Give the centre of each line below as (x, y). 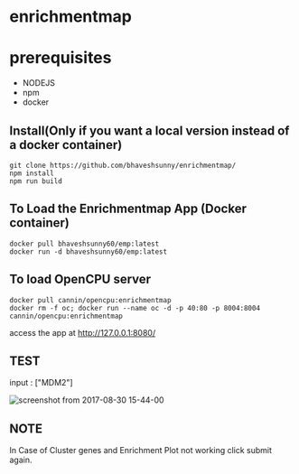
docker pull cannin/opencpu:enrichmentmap (90, 300)
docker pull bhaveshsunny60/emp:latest (84, 244)
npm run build (36, 181)
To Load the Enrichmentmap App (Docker (128, 209)
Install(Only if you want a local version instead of (149, 130)
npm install (32, 173)
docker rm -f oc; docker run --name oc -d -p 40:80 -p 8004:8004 (135, 308)
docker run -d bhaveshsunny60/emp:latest (89, 251)
